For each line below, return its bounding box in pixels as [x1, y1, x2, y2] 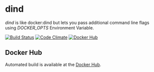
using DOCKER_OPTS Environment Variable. [5, 24, 94, 30]
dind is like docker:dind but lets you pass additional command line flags [5, 20, 150, 25]
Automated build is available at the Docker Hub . [5, 61, 102, 67]
